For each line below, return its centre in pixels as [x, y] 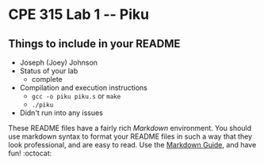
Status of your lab [49, 71]
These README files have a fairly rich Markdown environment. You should [130, 128]
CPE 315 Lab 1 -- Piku [78, 15]
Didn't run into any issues [61, 113]
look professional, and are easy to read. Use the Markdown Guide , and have [132, 145]
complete [47, 79]
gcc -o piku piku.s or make [76, 96]
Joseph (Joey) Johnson [58, 62]
